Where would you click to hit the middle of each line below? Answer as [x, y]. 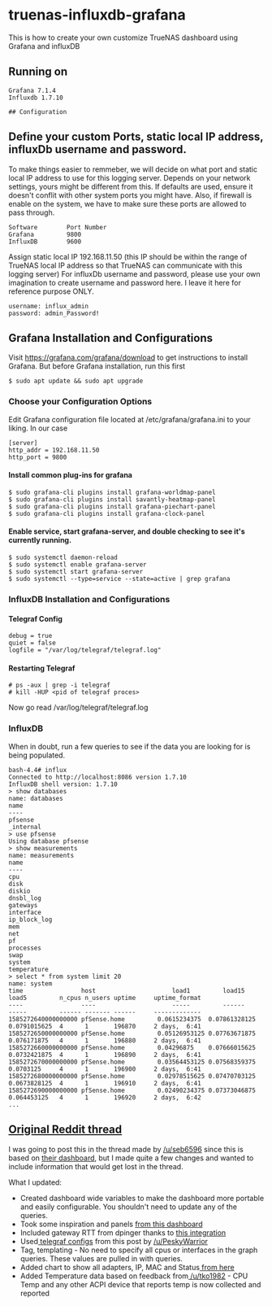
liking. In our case [38, 428]
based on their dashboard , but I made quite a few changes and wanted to [131, 1158]
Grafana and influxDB [44, 46]
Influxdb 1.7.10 [36, 98]
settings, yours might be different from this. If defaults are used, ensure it [131, 186]
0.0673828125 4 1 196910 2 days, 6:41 [105, 1083]
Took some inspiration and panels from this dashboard [111, 1224]
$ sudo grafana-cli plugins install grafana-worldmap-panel [112, 492]
